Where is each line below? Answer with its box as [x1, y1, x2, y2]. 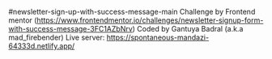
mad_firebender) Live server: [8, 32, 105, 42]
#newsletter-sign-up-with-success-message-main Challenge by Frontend [8, 7, 256, 16]
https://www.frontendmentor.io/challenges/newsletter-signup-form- [36, 15, 264, 25]
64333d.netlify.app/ [8, 41, 75, 51]
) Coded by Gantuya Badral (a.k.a [132, 24, 244, 33]
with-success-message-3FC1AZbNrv [8, 24, 134, 33]
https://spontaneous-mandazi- [106, 32, 209, 42]
